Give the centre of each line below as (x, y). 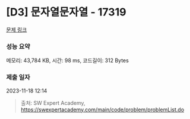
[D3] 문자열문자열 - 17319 (66, 12)
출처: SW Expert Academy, (53, 103)
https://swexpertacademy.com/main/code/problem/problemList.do (102, 110)
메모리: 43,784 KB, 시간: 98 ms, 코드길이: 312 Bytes (67, 60)
